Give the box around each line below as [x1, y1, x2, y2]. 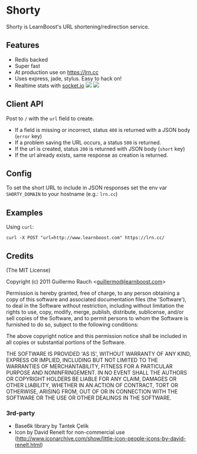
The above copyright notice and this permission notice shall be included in [6, 333, 187, 339]
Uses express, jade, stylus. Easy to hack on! [14, 75, 122, 82]
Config [6, 168, 32, 178]
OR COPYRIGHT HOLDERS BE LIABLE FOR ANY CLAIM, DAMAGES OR [6, 375, 177, 382]
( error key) [14, 133, 42, 140]
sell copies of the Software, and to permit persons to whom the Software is [6, 315, 189, 321]
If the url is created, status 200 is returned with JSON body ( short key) [14, 145, 185, 152]
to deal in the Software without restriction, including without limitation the [6, 302, 184, 309]
